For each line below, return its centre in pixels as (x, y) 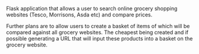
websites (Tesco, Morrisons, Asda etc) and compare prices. (79, 15)
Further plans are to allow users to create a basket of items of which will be (98, 26)
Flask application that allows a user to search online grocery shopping (92, 9)
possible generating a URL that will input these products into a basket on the (99, 38)
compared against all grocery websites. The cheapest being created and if (97, 32)
